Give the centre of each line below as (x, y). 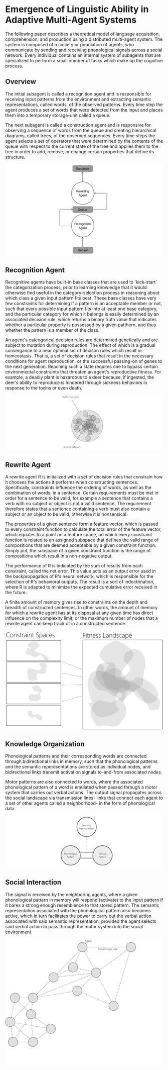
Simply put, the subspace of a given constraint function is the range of (78, 551)
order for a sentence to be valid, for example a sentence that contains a (79, 498)
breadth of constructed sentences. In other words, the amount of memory (81, 608)
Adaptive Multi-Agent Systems (71, 20)
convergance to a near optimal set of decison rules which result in (73, 351)
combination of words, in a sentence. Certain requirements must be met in (82, 493)
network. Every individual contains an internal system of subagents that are (83, 55)
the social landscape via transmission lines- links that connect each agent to (84, 798)
